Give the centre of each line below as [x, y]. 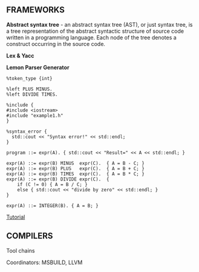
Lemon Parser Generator [38, 67]
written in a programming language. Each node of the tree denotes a [91, 37]
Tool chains [21, 250]
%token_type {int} [29, 78]
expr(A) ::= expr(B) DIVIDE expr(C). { [58, 179]
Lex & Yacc [20, 55]
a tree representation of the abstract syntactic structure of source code [95, 31]
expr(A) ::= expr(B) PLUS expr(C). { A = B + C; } [76, 168]
